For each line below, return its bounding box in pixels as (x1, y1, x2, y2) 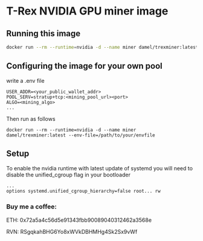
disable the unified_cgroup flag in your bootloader (6, 171, 131, 178)
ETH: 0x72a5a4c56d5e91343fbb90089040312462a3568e (6, 216, 152, 223)
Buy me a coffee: (6, 202, 57, 211)
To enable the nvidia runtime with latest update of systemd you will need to (6, 164, 193, 172)
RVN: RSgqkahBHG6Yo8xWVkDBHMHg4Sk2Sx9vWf (6, 228, 138, 235)
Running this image (6, 28, 81, 39)
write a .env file (6, 77, 45, 84)
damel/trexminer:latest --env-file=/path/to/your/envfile (6, 132, 155, 138)
